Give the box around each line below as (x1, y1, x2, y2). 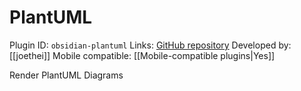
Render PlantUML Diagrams (9, 69, 124, 81)
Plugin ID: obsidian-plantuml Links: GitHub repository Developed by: (9, 39, 292, 51)
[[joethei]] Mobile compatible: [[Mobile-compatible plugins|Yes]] (9, 49, 276, 61)
